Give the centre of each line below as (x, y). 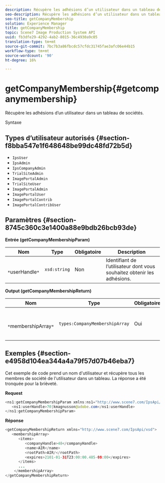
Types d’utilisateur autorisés (50, 138)
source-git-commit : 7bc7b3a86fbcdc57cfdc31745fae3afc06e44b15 (70, 46)
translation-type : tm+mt (30, 42)
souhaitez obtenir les (130, 273)
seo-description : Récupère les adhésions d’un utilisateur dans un (76, 14)
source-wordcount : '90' (29, 55)
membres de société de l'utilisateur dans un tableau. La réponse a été (76, 378)
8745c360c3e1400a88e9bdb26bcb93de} (71, 228)
